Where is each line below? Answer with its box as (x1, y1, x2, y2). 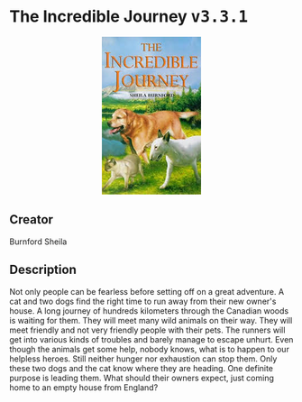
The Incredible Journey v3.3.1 (9, 6, 249, 27)
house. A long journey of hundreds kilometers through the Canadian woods (9, 305, 289, 316)
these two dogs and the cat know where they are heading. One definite (9, 362, 273, 373)
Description (9, 262, 77, 278)
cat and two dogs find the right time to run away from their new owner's (9, 296, 277, 306)
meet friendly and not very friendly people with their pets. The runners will (9, 324, 286, 335)
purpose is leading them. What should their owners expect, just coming (9, 372, 275, 383)
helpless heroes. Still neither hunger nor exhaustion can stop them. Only (9, 353, 278, 364)
